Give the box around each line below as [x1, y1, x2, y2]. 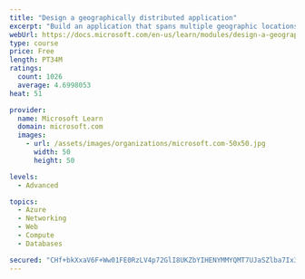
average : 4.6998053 [17, 81, 92, 90]
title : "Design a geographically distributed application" [9, 13, 238, 23]
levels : [9, 172, 39, 181]
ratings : [9, 64, 43, 73]
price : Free [9, 47, 54, 56]
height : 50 [33, 156, 75, 165]
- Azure [17, 206, 47, 215]
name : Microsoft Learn [17, 114, 103, 123]
